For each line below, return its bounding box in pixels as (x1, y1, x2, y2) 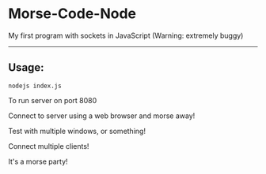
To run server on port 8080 (8, 95, 97, 105)
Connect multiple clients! (8, 141, 89, 150)
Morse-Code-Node (8, 5, 137, 23)
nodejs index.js (8, 82, 62, 90)
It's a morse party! (8, 157, 69, 166)
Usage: (8, 61, 45, 75)
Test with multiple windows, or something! (8, 126, 146, 135)
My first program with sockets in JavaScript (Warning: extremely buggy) (8, 31, 244, 40)
